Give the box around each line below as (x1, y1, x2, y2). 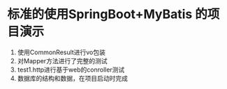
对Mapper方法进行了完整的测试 (17, 56, 108, 65)
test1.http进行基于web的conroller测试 (17, 65, 125, 74)
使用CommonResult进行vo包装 (17, 48, 106, 56)
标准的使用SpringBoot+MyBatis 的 (7, 6, 208, 22)
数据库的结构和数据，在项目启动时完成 (17, 74, 128, 82)
